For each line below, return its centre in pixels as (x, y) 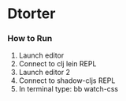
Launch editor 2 (44, 73)
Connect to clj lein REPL (57, 64)
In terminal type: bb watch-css (69, 89)
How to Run (30, 39)
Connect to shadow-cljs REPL (67, 80)
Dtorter (31, 14)
